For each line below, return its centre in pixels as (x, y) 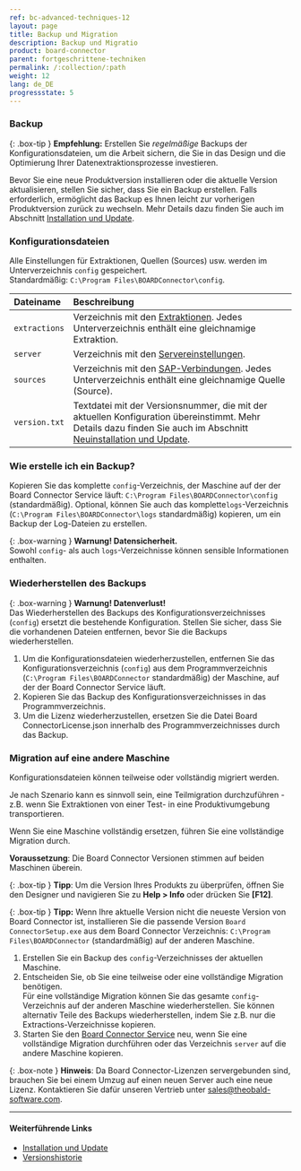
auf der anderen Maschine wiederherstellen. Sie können (171, 1005)
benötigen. (42, 986)
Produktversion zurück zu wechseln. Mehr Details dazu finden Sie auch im (146, 208)
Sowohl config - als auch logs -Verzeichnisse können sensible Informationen (149, 551)
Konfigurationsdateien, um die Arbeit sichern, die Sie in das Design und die (148, 152)
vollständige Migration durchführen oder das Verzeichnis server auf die (154, 1043)
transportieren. (37, 813)
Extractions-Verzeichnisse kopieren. (89, 1024)
